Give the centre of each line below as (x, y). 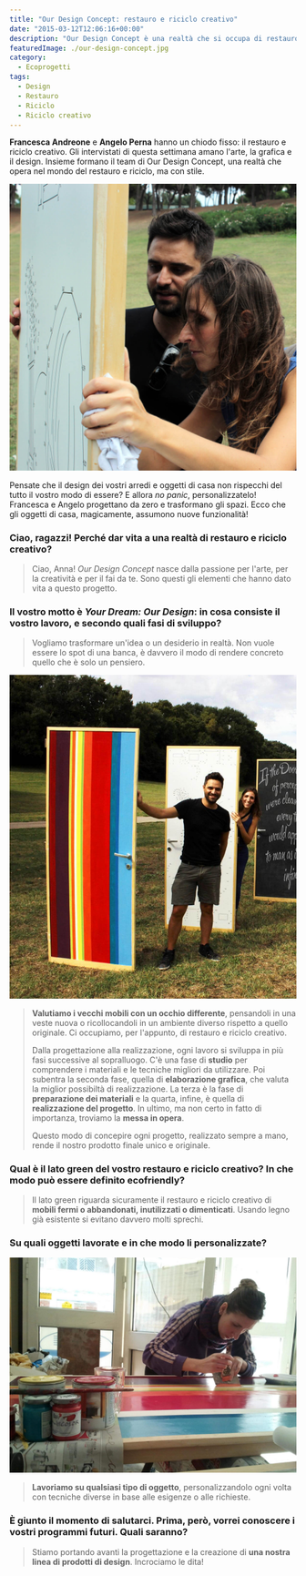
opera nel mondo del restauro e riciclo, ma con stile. (107, 171)
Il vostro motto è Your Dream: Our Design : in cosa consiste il (145, 612)
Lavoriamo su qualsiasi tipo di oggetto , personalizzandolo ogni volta (162, 1488)
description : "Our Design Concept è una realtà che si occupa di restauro (154, 38)
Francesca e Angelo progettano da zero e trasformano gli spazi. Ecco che (148, 504)
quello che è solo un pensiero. (88, 662)
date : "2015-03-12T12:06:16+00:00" (77, 29)
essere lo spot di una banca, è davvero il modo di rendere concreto (158, 653)
